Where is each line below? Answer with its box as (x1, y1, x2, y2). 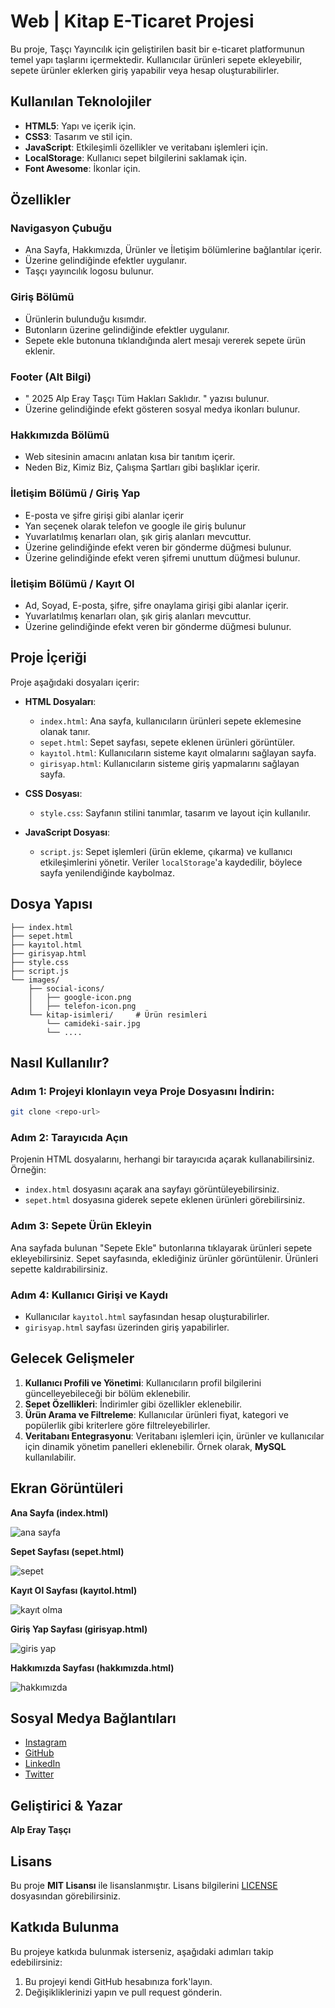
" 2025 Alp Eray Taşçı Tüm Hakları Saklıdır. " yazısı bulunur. (24, 393, 270, 405)
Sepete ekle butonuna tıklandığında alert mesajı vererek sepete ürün (24, 334, 307, 346)
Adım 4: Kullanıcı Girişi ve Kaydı (10, 1288, 168, 1302)
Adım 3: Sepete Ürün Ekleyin (10, 1219, 152, 1233)
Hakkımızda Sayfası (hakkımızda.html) (10, 1661, 175, 1674)
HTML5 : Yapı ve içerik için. (24, 120, 137, 132)
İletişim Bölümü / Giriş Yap (10, 486, 141, 500)
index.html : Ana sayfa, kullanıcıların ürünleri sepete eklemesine (39, 715, 302, 727)
